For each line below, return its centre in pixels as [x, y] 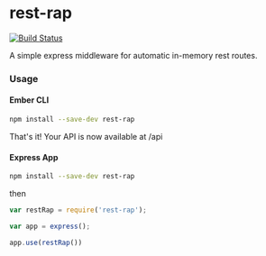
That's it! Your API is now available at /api [86, 136]
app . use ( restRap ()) [46, 242]
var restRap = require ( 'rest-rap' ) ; [78, 210]
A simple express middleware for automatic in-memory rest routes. [133, 55]
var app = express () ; [50, 226]
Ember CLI [29, 100]
